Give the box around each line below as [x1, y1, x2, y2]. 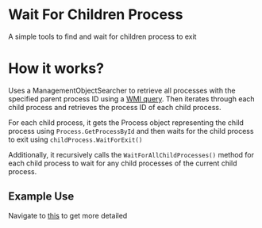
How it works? [8, 59, 105, 78]
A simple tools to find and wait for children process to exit [8, 32, 197, 41]
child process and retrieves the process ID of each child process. [8, 102, 222, 112]
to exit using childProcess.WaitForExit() [8, 135, 143, 144]
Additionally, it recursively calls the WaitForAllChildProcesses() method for [8, 150, 254, 159]
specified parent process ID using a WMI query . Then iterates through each [8, 93, 256, 104]
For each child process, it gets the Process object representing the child [8, 117, 244, 127]
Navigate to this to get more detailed [8, 211, 128, 220]
